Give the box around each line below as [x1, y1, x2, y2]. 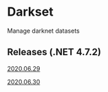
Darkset [7, 4, 54, 20]
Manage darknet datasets [7, 27, 80, 35]
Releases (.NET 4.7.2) [7, 46, 102, 58]
